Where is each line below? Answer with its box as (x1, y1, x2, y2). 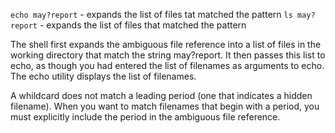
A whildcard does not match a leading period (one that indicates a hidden (10, 90, 313, 101)
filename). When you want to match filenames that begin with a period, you (10, 100, 320, 112)
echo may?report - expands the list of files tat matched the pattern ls (10, 9, 293, 20)
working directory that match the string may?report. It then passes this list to (10, 49, 326, 61)
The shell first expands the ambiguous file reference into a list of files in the (10, 39, 322, 50)
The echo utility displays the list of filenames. (10, 70, 197, 82)
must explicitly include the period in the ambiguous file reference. (10, 111, 281, 123)
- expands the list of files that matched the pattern (39, 19, 247, 31)
